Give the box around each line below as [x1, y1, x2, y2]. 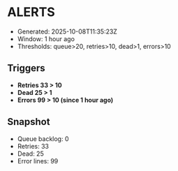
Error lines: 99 [17, 156, 59, 165]
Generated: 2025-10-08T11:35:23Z [17, 27, 117, 36]
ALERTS [7, 4, 56, 20]
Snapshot [7, 116, 50, 128]
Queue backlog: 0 [17, 134, 69, 143]
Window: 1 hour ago [17, 34, 75, 43]
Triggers [7, 62, 45, 74]
